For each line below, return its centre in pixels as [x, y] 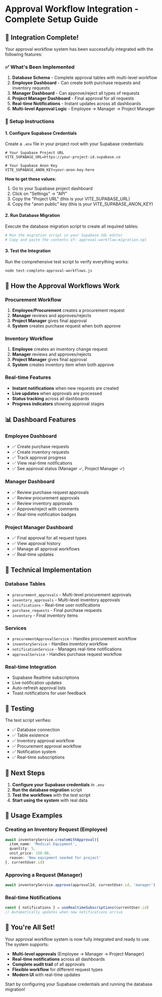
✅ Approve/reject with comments [45, 509]
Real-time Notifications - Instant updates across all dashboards [76, 104]
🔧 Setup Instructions [30, 122]
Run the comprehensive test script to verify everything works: [67, 261]
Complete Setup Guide [52, 19]
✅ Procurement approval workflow [47, 746]
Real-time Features [28, 377]
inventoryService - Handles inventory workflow [60, 644]
